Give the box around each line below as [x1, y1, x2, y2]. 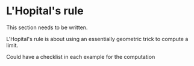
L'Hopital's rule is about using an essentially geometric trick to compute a [6, 35, 189, 42]
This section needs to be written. [6, 24, 88, 31]
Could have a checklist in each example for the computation [6, 53, 155, 60]
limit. [6, 42, 19, 49]
